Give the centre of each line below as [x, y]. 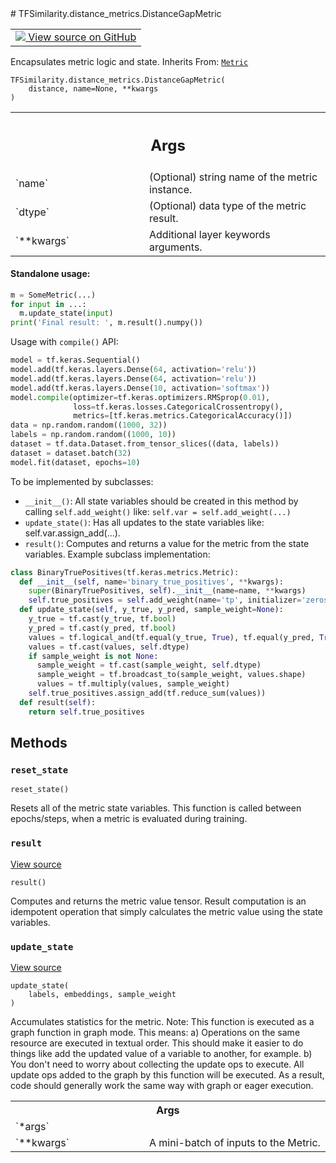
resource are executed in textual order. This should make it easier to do [157, 1043]
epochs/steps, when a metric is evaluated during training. [129, 819]
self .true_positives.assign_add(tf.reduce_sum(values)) [147, 693]
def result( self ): [58, 702]
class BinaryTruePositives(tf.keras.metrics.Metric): [125, 572]
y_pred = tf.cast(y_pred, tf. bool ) [102, 628]
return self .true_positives [86, 712]
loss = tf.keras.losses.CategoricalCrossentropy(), [178, 407]
